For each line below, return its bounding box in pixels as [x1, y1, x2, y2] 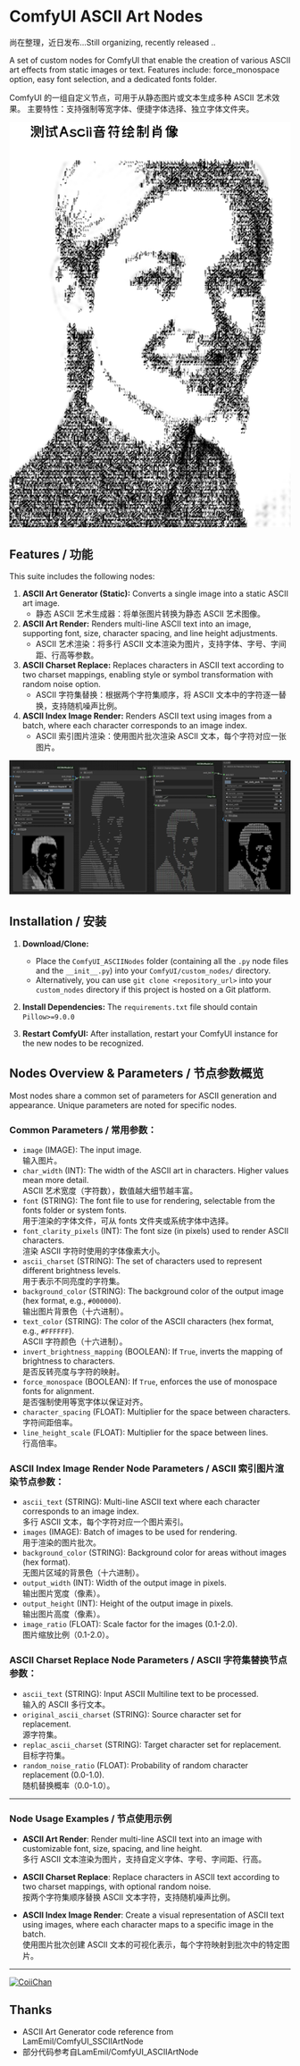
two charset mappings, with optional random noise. [21, 1881, 212, 1892]
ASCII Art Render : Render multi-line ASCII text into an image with [21, 1834, 262, 1844]
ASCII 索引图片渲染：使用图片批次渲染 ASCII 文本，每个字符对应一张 [35, 731, 287, 742]
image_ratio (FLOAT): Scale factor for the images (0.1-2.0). [21, 1619, 238, 1630]
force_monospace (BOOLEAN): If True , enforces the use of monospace [21, 1376, 278, 1387]
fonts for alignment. [21, 1385, 96, 1396]
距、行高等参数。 [35, 650, 99, 660]
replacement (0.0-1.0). [21, 1769, 105, 1780]
